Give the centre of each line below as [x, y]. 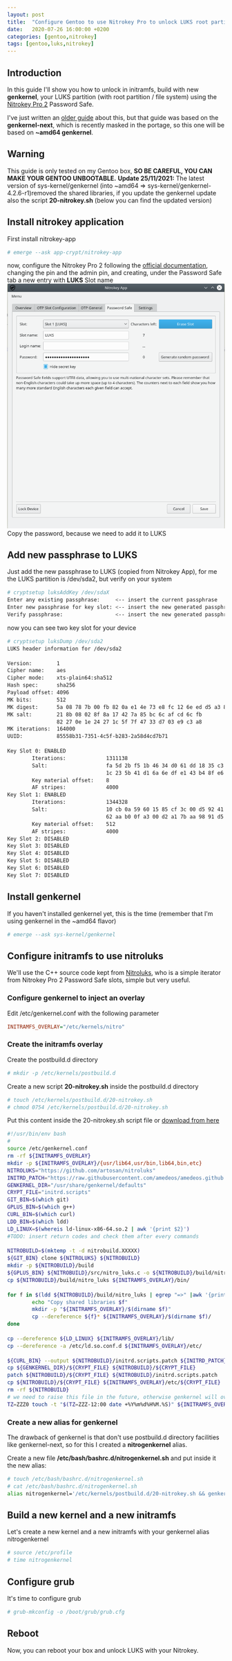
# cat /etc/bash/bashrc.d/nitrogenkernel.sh [72, 1486]
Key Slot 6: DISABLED [38, 868]
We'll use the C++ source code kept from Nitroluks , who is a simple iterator [114, 973]
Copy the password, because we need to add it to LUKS [87, 533]
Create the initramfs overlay [55, 1044]
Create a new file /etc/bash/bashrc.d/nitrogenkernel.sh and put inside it [112, 1458]
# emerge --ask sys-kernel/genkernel [61, 934]
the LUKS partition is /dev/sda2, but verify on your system [90, 579]
